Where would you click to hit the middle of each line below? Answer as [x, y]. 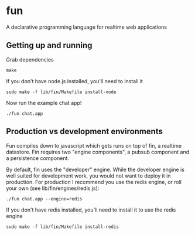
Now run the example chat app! [44, 103]
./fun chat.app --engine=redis [44, 199]
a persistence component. [37, 158]
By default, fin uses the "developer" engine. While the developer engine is [95, 169]
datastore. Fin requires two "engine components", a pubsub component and [98, 152]
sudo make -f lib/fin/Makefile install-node [61, 92]
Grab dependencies [30, 59]
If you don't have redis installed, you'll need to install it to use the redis [91, 210]
